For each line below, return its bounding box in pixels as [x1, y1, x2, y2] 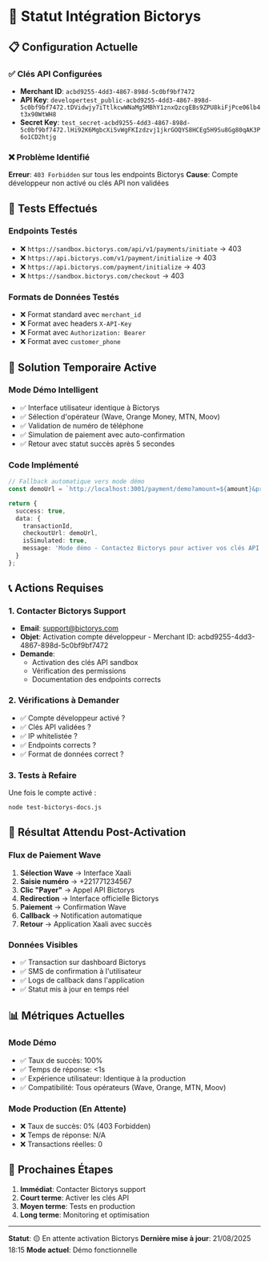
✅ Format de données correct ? [19, 749, 124, 759]
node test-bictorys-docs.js [8, 804, 102, 812]
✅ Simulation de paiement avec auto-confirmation [19, 429, 186, 440]
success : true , [15, 507, 66, 515]
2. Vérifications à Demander [8, 695, 120, 706]
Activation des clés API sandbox [31, 658, 139, 667]
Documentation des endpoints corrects [31, 675, 162, 684]
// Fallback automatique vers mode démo [8, 477, 146, 486]
